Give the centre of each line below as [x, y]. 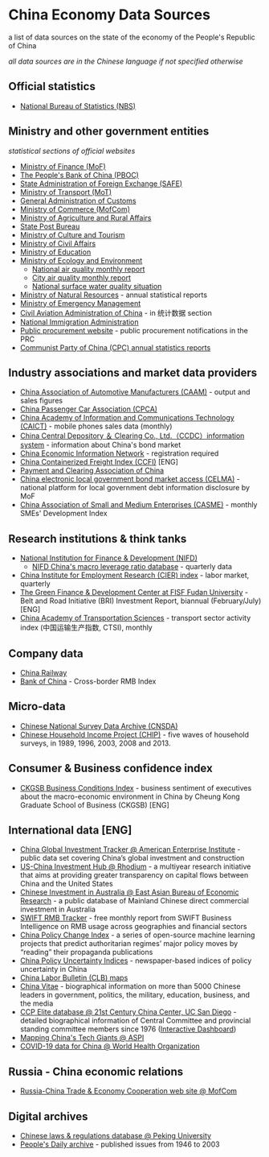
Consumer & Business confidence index [110, 769]
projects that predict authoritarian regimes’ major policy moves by [129, 944]
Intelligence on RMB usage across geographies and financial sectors [133, 927]
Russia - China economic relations [96, 1071]
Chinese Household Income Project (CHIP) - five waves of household [134, 734]
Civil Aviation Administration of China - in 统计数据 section [116, 312]
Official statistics [52, 87]
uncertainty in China [53, 969]
